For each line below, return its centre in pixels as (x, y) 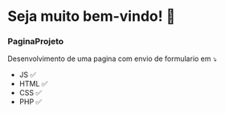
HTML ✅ (33, 84)
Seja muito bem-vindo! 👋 (92, 16)
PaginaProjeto (36, 42)
